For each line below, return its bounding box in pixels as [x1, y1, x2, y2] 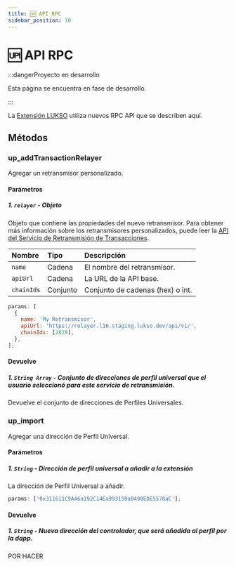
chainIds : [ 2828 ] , [20, 329, 74, 336]
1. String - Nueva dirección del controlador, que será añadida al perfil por [8, 527, 227, 535]
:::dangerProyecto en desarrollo [8, 71, 100, 79]
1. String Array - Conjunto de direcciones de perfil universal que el [8, 374, 206, 381]
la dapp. [8, 534, 33, 543]
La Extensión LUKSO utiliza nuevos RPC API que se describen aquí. [8, 112, 203, 120]
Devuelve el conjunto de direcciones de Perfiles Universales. [8, 398, 184, 407]
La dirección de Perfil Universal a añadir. [8, 482, 125, 490]
